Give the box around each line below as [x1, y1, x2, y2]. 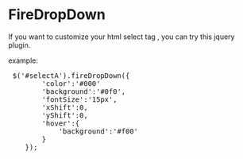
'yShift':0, [41, 111, 89, 120]
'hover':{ [41, 118, 80, 128]
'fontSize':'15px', [41, 95, 118, 104]
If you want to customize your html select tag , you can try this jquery [8, 32, 235, 41]
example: [8, 56, 38, 65]
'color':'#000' [41, 79, 101, 88]
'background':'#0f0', [41, 87, 126, 96]
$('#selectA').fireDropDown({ [12, 71, 130, 80]
